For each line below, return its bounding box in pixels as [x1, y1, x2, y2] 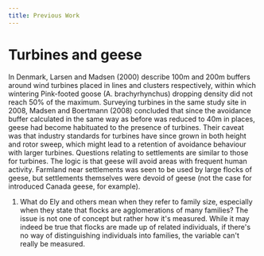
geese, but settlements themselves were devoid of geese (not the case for [8, 173, 252, 182]
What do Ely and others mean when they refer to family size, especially [19, 197, 253, 206]
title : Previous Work [8, 11, 80, 20]
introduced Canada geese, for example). [8, 181, 141, 191]
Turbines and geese [8, 45, 142, 63]
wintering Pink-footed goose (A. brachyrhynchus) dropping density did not [8, 89, 253, 98]
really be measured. [19, 239, 86, 248]
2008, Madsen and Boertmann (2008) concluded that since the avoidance [8, 105, 252, 115]
